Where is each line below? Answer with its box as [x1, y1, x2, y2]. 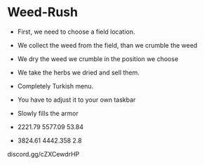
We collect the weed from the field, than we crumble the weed [17, 41, 198, 49]
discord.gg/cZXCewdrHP [7, 150, 80, 158]
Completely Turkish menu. [17, 81, 94, 90]
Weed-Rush [7, 4, 79, 20]
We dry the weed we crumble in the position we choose [17, 54, 179, 63]
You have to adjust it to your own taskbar [17, 95, 136, 104]
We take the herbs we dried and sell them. [17, 68, 140, 77]
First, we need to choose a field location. [17, 27, 135, 36]
